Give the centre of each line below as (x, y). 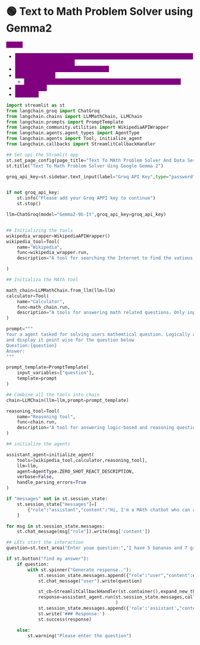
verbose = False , (36, 477)
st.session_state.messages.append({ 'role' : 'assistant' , (109, 609)
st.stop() (29, 204)
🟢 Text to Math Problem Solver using (100, 12)
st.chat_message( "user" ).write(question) (90, 581)
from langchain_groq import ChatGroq (53, 111)
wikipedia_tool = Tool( (33, 241)
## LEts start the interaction (45, 542)
